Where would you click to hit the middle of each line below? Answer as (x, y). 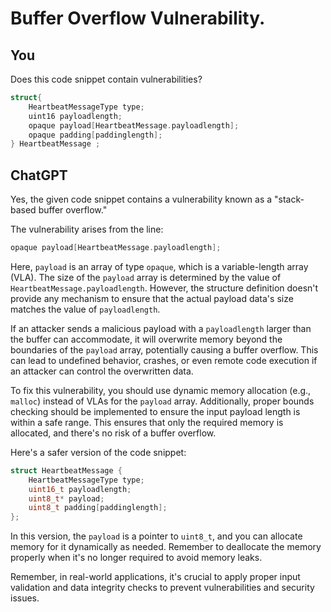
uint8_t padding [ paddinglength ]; (98, 508)
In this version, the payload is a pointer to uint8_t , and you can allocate (156, 536)
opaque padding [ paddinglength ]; (95, 135)
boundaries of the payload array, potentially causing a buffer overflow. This (164, 349)
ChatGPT (39, 175)
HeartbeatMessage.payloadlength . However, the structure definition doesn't (164, 288)
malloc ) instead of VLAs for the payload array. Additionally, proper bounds (162, 401)
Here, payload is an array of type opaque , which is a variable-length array (159, 266)
